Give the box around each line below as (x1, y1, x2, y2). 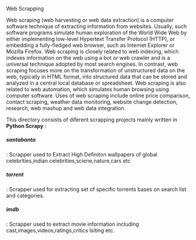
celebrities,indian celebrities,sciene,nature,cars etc (6, 157, 131, 164)
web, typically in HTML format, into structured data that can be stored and (6, 73, 188, 80)
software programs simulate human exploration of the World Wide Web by (6, 29, 187, 36)
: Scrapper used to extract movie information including (6, 220, 139, 228)
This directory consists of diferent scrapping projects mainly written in (6, 116, 178, 123)
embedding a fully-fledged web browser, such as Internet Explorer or (6, 41, 175, 49)
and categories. (6, 192, 44, 199)
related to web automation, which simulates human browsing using (6, 86, 169, 92)
